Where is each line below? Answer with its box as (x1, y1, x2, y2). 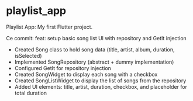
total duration (14, 89, 47, 96)
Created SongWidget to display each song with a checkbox (14, 71, 158, 78)
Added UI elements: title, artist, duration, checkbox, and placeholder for (14, 83, 187, 90)
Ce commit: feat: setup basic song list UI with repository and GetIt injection (6, 34, 187, 41)
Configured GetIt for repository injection (14, 64, 111, 71)
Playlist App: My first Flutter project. (6, 23, 93, 30)
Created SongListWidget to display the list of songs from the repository (14, 77, 187, 84)
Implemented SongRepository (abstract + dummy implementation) (14, 58, 174, 65)
